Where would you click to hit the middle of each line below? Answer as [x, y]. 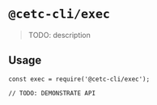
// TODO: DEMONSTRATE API [52, 93]
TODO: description [59, 35]
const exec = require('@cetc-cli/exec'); [79, 79]
